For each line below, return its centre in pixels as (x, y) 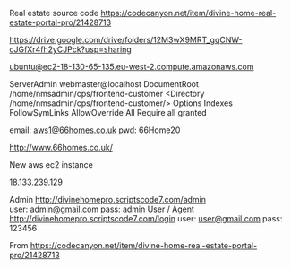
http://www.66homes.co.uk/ (61, 148)
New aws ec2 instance (51, 165)
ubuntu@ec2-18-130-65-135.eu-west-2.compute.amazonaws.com (132, 67)
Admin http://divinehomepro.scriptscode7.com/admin (108, 200)
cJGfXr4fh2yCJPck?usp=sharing (70, 49)
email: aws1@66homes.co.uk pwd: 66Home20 (95, 130)
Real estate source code (54, 13)
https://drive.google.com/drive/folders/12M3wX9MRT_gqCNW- (126, 40)
